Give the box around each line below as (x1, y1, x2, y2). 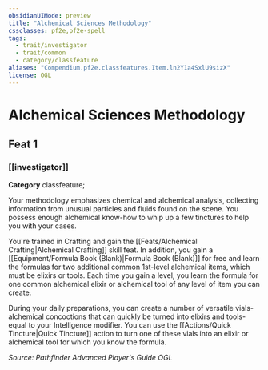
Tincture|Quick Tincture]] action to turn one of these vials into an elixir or (8, 328, 249, 338)
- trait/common (15, 49, 66, 57)
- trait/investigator (15, 42, 88, 50)
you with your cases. (8, 221, 78, 231)
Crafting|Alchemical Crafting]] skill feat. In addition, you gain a (8, 245, 214, 255)
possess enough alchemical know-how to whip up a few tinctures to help (8, 212, 250, 222)
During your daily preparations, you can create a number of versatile (8, 303, 234, 312)
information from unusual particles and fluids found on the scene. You (8, 203, 239, 213)
